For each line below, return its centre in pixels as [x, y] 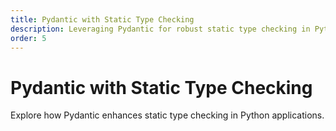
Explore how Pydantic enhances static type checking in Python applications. [167, 115]
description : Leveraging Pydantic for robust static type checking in [160, 29]
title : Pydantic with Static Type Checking [102, 19]
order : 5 [28, 38]
